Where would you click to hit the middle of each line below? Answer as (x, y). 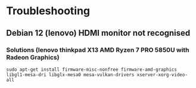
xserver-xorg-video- (162, 75)
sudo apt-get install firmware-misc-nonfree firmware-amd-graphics (92, 70)
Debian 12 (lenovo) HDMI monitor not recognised (98, 33)
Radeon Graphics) (33, 57)
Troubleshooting (48, 11)
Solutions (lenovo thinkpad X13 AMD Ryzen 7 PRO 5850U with (98, 50)
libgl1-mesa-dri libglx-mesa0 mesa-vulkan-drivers (70, 75)
